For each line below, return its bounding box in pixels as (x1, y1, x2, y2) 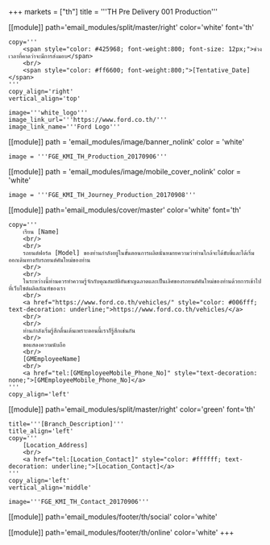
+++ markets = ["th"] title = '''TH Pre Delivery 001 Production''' (8, 7, 218, 16)
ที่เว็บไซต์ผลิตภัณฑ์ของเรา (8, 284, 66, 292)
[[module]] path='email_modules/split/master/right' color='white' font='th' (8, 23, 255, 31)
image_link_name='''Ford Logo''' (8, 123, 121, 131)
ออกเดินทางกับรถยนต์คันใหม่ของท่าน (8, 256, 91, 264)
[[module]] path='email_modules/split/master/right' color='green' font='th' (8, 405, 255, 414)
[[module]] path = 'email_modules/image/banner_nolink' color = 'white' (8, 137, 245, 146)
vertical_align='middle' (8, 484, 92, 492)
